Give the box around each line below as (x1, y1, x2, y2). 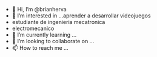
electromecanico (12, 25, 55, 32)
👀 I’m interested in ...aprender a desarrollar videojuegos (12, 12, 151, 19)
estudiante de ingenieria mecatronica (12, 19, 105, 25)
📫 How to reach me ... (12, 44, 68, 51)
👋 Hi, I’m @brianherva (12, 6, 67, 13)
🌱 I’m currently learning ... (12, 31, 77, 38)
